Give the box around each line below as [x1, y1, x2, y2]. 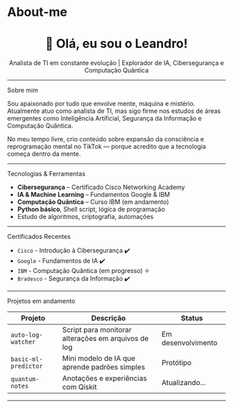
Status [180, 313, 203, 323]
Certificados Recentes [7, 233, 71, 241]
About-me [7, 4, 68, 20]
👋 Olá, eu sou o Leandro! [44, 36, 189, 52]
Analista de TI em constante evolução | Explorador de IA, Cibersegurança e [9, 59, 224, 67]
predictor [10, 362, 43, 371]
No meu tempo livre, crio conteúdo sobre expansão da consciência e [7, 135, 205, 143]
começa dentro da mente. [7, 150, 81, 158]
